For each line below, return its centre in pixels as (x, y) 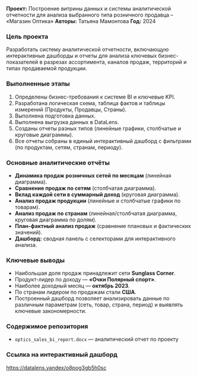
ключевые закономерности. (50, 311)
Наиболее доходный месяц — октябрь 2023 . (72, 286)
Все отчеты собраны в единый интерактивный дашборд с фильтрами (103, 141)
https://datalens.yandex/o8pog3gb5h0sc (56, 368)
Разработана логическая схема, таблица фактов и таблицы (90, 103)
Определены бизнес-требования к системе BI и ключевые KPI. (95, 97)
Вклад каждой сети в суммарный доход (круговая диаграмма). (97, 194)
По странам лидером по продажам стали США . (75, 292)
